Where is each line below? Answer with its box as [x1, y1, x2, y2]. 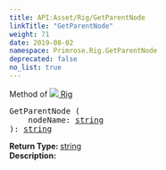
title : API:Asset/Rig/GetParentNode [9, 13, 145, 22]
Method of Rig [9, 89, 73, 99]
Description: [9, 149, 56, 161]
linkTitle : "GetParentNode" [9, 21, 114, 30]
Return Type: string [9, 140, 82, 151]
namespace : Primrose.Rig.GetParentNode [9, 47, 158, 55]
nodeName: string [28, 115, 104, 125]
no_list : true [9, 64, 62, 72]
